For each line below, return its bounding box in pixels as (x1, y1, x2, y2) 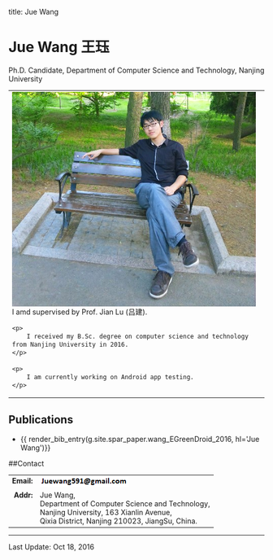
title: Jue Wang (8, 7, 59, 16)
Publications (8, 413, 74, 427)
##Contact (8, 459, 45, 468)
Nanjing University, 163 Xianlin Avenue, (39, 508, 172, 517)
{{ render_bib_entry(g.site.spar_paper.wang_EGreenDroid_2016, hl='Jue (19, 435, 260, 444)
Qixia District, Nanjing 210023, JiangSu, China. (39, 516, 197, 526)
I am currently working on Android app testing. (26, 373, 194, 381)
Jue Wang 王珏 (8, 38, 110, 56)
